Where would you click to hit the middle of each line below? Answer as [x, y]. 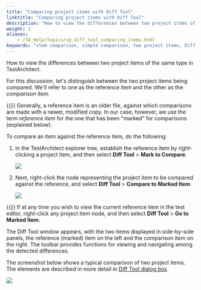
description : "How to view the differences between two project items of [101, 23]
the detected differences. [38, 251]
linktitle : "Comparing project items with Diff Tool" [75, 18]
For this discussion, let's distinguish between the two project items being [97, 81]
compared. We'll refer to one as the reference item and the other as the [95, 87]
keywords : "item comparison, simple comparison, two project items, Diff [101, 46]
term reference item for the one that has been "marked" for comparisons [97, 118]
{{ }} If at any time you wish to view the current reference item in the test [96, 207]
